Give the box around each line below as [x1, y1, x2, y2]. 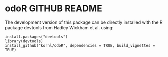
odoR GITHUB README [5, 3, 102, 14]
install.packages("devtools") [5, 34, 68, 39]
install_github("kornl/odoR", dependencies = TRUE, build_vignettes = [5, 43, 155, 48]
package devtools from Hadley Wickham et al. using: [5, 24, 114, 30]
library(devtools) [5, 38, 43, 44]
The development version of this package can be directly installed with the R [5, 19, 163, 25]
